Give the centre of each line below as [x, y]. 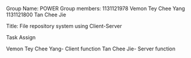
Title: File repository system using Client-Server [64, 26]
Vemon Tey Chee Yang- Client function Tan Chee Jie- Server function [91, 49]
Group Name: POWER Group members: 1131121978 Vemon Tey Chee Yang [95, 8]
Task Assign [21, 37]
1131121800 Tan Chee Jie [36, 15]
